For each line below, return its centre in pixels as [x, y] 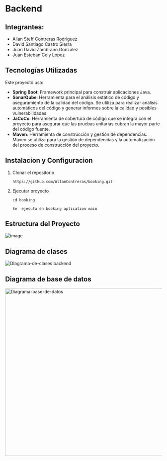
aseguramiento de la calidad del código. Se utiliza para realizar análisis [85, 102]
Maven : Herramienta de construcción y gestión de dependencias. [80, 134]
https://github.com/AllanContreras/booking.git [62, 182]
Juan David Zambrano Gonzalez [45, 49]
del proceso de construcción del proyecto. [56, 145]
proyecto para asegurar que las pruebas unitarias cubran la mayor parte [86, 124]
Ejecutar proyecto [31, 191]
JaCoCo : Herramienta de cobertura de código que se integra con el [82, 118]
